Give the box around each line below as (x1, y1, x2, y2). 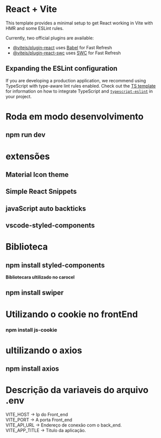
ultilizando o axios (5, 345, 82, 356)
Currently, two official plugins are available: (5, 35, 94, 41)
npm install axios (5, 365, 59, 373)
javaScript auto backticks (5, 204, 86, 213)
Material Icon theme (5, 170, 69, 179)
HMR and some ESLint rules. (5, 25, 64, 31)
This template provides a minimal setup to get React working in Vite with (5, 20, 153, 26)
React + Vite (5, 3, 57, 15)
